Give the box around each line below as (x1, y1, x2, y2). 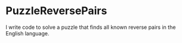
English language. (5, 29, 50, 37)
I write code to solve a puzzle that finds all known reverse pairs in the (5, 24, 176, 31)
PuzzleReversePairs (5, 4, 107, 18)
